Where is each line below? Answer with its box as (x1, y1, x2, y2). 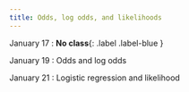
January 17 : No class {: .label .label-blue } (9, 38, 164, 48)
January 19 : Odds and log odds (9, 54, 127, 65)
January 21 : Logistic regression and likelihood (9, 72, 181, 83)
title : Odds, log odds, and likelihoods (9, 13, 163, 22)
